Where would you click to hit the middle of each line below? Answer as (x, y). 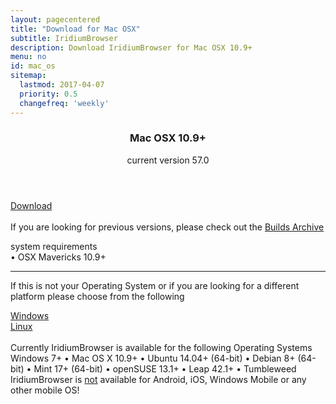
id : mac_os (33, 66)
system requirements (54, 246)
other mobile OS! (45, 390)
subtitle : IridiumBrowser (64, 38)
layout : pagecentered (55, 19)
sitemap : (28, 76)
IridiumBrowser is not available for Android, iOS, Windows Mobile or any (158, 379)
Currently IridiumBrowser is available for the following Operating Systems (161, 347)
